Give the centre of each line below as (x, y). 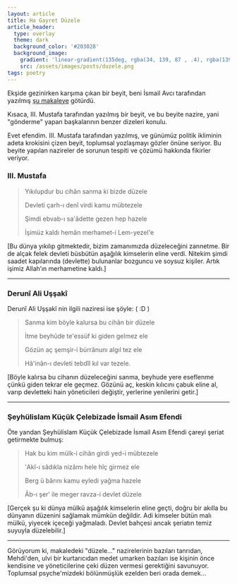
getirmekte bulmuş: (36, 440)
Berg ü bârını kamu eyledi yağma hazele (83, 481)
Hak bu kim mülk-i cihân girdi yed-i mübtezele (91, 454)
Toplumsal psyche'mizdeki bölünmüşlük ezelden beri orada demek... (107, 573)
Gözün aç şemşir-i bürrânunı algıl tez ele (83, 350)
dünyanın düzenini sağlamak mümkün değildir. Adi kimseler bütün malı (109, 516)
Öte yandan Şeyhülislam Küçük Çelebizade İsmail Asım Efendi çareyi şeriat (116, 432)
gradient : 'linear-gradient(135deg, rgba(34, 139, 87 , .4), (111, 60)
